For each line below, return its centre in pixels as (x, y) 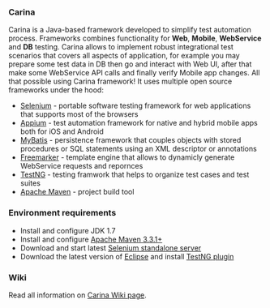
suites (30, 183)
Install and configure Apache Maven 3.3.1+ (91, 239)
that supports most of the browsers (79, 114)
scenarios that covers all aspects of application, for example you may (124, 56)
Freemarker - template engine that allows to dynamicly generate (127, 157)
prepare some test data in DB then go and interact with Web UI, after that (130, 64)
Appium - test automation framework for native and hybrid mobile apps (139, 123)
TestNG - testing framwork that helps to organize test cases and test (135, 175)
